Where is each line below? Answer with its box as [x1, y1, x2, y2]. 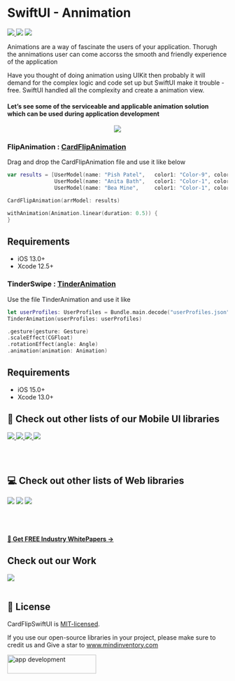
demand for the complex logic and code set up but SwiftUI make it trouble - [7, 78, 225, 87]
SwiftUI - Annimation [7, 5, 131, 21]
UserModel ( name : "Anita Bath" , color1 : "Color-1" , [54, 178, 211, 185]
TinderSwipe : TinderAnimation [7, 279, 117, 289]
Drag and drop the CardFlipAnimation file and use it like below [7, 158, 186, 166]
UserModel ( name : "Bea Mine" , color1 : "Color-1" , [54, 184, 211, 192]
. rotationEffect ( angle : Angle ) [7, 341, 99, 348]
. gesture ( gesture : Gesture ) [7, 328, 90, 335]
